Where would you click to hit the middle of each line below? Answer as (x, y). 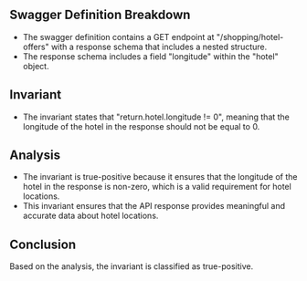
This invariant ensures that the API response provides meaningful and (154, 206)
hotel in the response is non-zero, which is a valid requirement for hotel (157, 187)
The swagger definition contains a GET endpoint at (118, 36)
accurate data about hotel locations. (90, 216)
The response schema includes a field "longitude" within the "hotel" (150, 56)
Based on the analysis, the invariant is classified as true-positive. (132, 266)
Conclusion (43, 244)
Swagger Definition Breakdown (100, 15)
